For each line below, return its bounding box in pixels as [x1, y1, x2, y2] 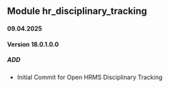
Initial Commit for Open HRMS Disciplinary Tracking [16, 73, 163, 81]
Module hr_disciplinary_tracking [7, 5, 147, 17]
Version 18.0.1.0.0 [7, 40, 60, 48]
